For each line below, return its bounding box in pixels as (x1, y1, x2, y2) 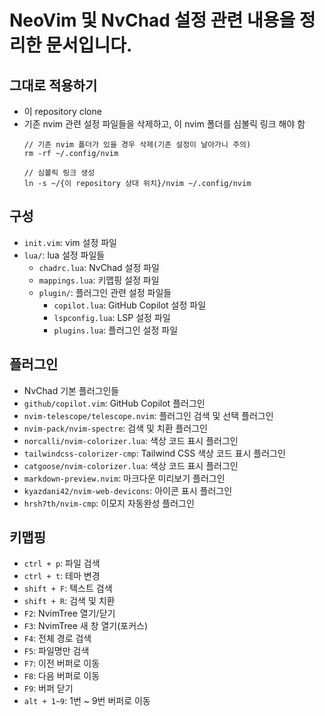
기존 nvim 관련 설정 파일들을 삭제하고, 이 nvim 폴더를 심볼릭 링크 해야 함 (23, 118, 306, 130)
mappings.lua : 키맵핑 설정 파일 (38, 274, 160, 286)
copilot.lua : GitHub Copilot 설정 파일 (53, 299, 207, 311)
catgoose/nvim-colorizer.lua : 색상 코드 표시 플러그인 (23, 459, 239, 471)
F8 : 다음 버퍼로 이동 (23, 670, 101, 682)
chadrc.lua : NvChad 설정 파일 (38, 261, 160, 273)
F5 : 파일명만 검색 (23, 645, 90, 657)
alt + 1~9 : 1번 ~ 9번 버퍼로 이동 (23, 695, 151, 707)
